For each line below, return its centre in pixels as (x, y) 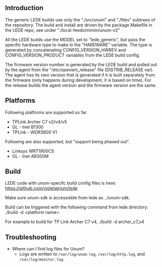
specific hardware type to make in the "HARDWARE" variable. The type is (79, 45)
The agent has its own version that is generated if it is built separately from (80, 75)
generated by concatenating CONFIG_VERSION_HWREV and (65, 50)
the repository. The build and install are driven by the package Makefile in (79, 25)
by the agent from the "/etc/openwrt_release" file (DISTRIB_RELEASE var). (80, 70)
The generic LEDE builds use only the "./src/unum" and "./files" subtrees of (80, 19)
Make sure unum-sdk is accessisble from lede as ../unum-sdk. (68, 198)
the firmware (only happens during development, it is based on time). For (78, 80)
